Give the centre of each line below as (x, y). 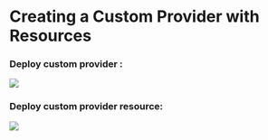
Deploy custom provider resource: (86, 107)
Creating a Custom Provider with (134, 17)
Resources (51, 36)
